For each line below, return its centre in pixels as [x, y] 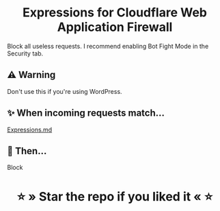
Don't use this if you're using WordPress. [65, 91]
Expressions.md [30, 129]
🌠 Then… [27, 151]
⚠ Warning [31, 75]
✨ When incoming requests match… [86, 113]
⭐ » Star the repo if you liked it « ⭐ [115, 196]
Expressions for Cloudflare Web [115, 13]
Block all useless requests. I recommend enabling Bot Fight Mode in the [108, 46]
